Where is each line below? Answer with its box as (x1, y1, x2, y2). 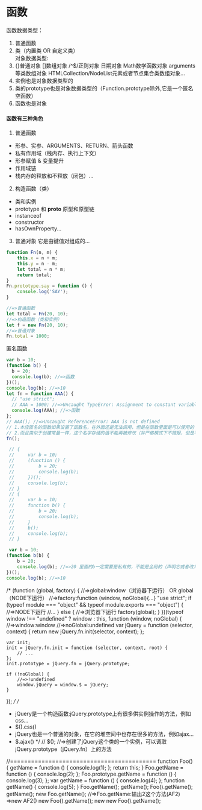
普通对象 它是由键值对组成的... (14, 238, 90, 245)
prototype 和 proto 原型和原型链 (14, 206, 95, 213)
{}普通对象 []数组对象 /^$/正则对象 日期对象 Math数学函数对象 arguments (14, 62, 195, 69)
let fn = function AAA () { (6, 390, 74, 397)
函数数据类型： (6, 27, 43, 34)
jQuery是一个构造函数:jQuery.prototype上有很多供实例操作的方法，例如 (14, 710, 191, 717)
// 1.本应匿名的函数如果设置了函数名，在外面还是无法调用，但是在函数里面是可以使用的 (6, 424, 194, 430)
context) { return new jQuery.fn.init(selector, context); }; (6, 628, 144, 635)
